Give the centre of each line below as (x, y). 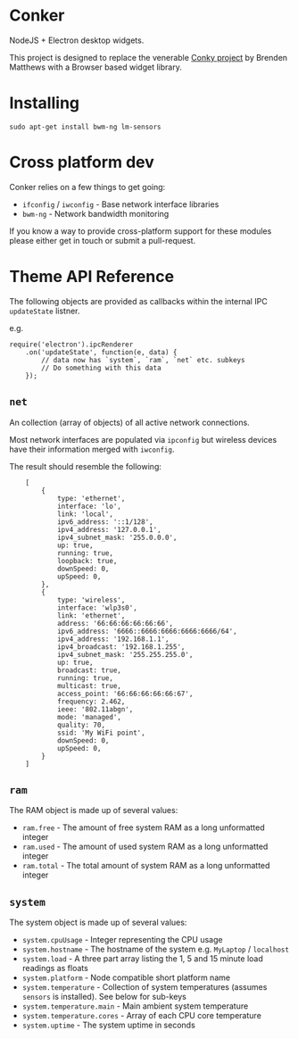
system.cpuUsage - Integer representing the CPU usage (122, 940)
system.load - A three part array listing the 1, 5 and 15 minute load (142, 959)
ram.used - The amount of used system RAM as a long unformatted (145, 847)
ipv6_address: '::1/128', (105, 522)
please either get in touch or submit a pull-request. (103, 240)
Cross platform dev (82, 162)
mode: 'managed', (89, 717)
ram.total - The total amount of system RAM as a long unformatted (146, 866)
